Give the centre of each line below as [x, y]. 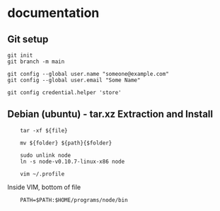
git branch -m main [36, 62]
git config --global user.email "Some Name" [74, 80]
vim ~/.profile [42, 174]
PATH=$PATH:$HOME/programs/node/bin [74, 200]
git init [20, 55]
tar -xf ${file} [44, 130]
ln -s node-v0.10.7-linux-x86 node [73, 161]
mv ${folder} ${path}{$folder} [66, 143]
